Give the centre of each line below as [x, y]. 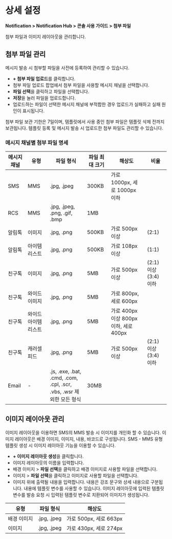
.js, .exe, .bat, [66, 372]
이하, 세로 [122, 326]
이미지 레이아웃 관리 [35, 419]
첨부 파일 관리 [26, 54]
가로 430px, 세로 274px [94, 528]
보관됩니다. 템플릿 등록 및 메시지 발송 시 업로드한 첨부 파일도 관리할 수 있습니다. [84, 128]
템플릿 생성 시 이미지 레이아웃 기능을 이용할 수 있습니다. [61, 445]
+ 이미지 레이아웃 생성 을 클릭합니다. [48, 456]
